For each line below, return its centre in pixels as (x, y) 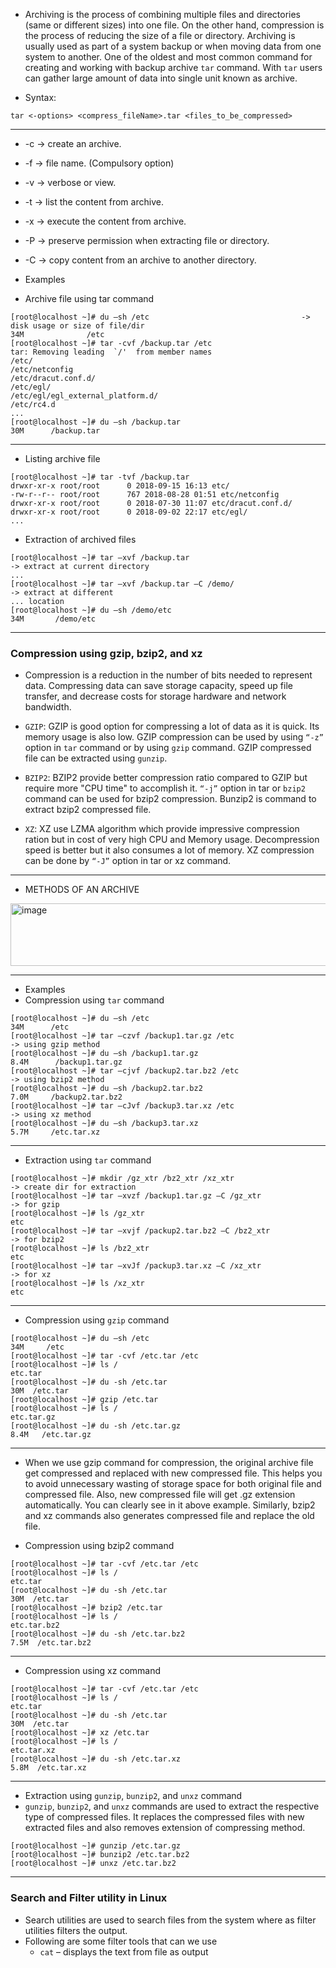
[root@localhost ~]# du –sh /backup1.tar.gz (104, 1054)
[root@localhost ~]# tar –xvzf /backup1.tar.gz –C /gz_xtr (136, 1196)
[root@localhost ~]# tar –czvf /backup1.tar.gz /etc (122, 1036)
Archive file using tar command (89, 298)
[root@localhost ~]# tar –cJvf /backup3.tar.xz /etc (122, 1106)
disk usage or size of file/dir (77, 326)
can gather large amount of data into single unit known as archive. (161, 78)
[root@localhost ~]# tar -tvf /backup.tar (100, 477)
